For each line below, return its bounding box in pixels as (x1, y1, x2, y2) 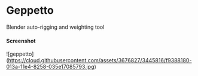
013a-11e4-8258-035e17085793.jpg (6, 63, 95, 71)
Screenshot (6, 37, 36, 44)
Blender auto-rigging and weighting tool (6, 23, 105, 31)
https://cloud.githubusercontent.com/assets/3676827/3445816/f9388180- (8, 57, 192, 64)
